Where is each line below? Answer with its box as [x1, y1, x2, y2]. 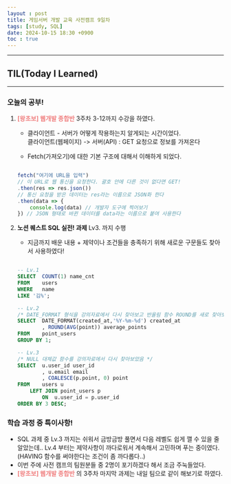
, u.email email [42, 368, 89, 375]
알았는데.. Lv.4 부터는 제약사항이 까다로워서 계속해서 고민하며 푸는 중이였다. [16, 443, 220, 452]
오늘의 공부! [7, 97, 44, 107]
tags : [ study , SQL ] [7, 23, 63, 30]
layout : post [7, 10, 48, 17]
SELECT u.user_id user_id [16, 362, 95, 369]
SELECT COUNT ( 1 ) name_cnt [16, 273, 95, 280]
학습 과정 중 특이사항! [7, 418, 74, 428]
